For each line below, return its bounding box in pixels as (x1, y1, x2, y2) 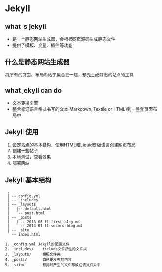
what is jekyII (5, 23, 46, 31)
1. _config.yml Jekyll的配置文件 (5, 242, 69, 247)
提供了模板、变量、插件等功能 (12, 42, 72, 48)
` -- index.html (7, 232, 41, 237)
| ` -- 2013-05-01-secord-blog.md (7, 223, 82, 228)
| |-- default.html (7, 206, 51, 211)
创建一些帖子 (12, 148, 38, 154)
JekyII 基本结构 (5, 176, 51, 184)
